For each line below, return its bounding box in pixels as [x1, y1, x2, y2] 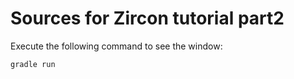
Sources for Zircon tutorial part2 [10, 7, 285, 30]
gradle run [10, 59, 56, 69]
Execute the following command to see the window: [10, 40, 223, 52]
